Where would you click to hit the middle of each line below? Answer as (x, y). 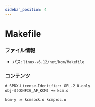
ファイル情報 (20, 50)
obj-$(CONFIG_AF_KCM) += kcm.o (37, 91)
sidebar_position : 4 (26, 10)
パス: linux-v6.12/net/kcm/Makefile (48, 62)
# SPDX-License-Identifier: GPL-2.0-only (48, 86)
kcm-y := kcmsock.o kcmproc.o (36, 100)
